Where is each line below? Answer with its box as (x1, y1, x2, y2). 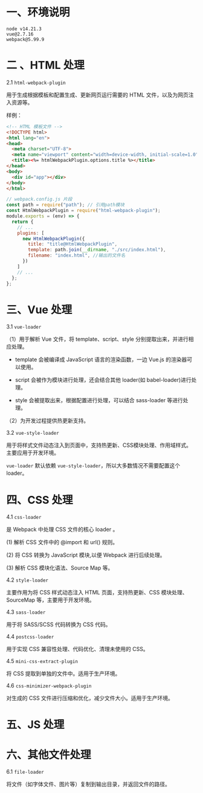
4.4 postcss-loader (6, 633, 54, 640)
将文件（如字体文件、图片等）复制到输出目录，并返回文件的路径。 (6, 780, 170, 788)
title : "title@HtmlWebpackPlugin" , (28, 241, 118, 248)
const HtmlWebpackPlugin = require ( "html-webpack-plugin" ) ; (6, 208, 161, 214)
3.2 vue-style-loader (6, 429, 59, 437)
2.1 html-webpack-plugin (6, 79, 66, 86)
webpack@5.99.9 (6, 36, 45, 42)
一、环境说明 (6, 5, 71, 19)
